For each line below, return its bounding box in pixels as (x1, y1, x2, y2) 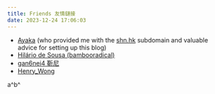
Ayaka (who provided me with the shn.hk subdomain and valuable (17, 36, 209, 44)
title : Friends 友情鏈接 (7, 10, 76, 17)
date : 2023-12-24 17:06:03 (7, 17, 86, 24)
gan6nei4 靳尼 (17, 58, 60, 67)
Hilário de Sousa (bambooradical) (17, 50, 115, 59)
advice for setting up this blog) (17, 43, 107, 52)
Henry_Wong (17, 67, 55, 75)
